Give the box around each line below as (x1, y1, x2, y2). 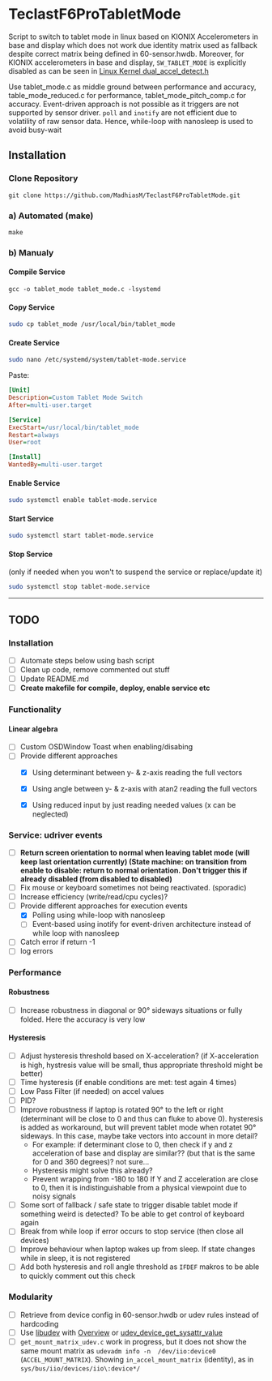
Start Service (8, 513, 54, 523)
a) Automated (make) (8, 210, 94, 221)
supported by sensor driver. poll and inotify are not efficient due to (8, 107, 237, 118)
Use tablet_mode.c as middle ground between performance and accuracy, (8, 82, 257, 92)
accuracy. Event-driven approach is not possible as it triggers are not (8, 99, 240, 109)
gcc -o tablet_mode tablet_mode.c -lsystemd (8, 285, 161, 294)
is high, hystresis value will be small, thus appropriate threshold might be (19, 1060, 263, 1070)
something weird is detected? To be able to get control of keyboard (19, 1209, 244, 1219)
